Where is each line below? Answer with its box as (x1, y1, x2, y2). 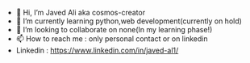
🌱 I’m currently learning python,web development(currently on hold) (15, 16, 242, 26)
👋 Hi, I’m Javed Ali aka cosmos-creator (15, 8, 146, 17)
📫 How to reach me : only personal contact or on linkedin (15, 34, 208, 44)
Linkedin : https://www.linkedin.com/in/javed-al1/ (15, 45, 179, 55)
